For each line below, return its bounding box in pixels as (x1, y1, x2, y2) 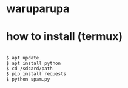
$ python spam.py (6, 76, 50, 83)
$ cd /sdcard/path (6, 66, 53, 72)
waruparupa (6, 2, 70, 16)
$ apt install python (6, 60, 61, 67)
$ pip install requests (6, 71, 67, 77)
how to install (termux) (6, 30, 123, 44)
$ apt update (6, 55, 39, 61)
